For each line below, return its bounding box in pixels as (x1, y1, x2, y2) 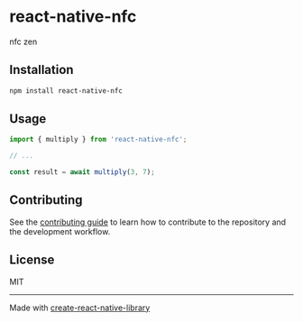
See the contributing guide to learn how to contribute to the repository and (9, 216, 287, 227)
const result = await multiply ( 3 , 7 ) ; (9, 168, 155, 177)
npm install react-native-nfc (9, 86, 124, 96)
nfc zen (9, 36, 38, 47)
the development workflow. (9, 225, 111, 236)
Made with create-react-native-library (9, 302, 151, 313)
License (9, 253, 55, 268)
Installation (9, 62, 74, 78)
